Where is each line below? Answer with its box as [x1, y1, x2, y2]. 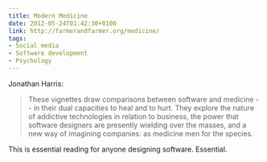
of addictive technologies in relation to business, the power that [27, 111, 239, 121]
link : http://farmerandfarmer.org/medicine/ [8, 27, 160, 35]
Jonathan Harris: [8, 78, 64, 89]
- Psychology [8, 57, 52, 65]
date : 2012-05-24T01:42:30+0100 [8, 19, 117, 27]
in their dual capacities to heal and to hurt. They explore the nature [33, 102, 255, 113]
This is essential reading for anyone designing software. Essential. [8, 144, 228, 154]
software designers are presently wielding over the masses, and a [27, 120, 247, 130]
